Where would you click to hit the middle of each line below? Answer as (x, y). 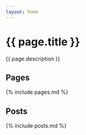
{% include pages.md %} (37, 92)
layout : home (22, 12)
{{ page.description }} (33, 59)
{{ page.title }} (43, 41)
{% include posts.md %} (36, 126)
